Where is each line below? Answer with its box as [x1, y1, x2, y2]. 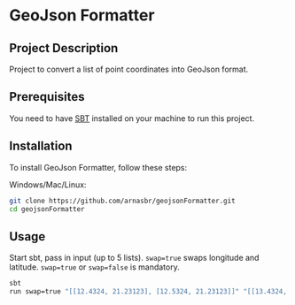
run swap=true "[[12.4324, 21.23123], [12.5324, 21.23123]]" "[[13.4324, [9, 287, 288, 296]
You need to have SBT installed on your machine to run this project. [9, 112, 255, 124]
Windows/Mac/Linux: [9, 179, 87, 190]
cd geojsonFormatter [9, 204, 86, 213]
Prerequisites [9, 89, 85, 104]
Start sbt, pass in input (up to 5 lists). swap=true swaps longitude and [9, 253, 260, 263]
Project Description [9, 41, 119, 56]
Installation [9, 139, 73, 154]
